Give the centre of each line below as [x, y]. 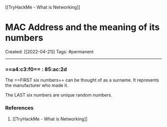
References [19, 108]
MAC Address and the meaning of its [83, 27]
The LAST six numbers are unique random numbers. [59, 95]
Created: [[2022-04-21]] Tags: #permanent [49, 51]
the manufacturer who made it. [37, 85]
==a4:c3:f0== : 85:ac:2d [36, 69]
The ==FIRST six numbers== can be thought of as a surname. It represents [82, 80]
